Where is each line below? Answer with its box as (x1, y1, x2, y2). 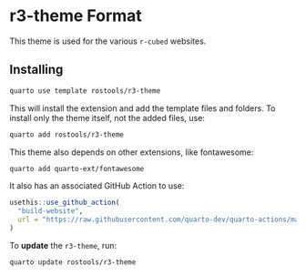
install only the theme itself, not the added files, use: (9, 112, 205, 123)
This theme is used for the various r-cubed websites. (9, 36, 207, 46)
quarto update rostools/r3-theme (9, 257, 137, 267)
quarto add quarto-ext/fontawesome (9, 164, 145, 173)
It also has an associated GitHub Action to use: (9, 180, 185, 191)
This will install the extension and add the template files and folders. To (9, 102, 276, 114)
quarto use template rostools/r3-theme (9, 86, 161, 96)
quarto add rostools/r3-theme (9, 129, 125, 139)
